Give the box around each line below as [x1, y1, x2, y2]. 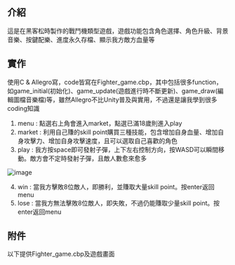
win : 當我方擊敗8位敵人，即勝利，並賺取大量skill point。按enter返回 [17, 182, 215, 191]
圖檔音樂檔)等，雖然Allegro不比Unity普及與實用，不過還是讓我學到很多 [13, 95, 217, 104]
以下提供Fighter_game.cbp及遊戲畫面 [7, 250, 115, 258]
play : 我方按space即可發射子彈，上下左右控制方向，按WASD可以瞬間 [17, 145, 219, 154]
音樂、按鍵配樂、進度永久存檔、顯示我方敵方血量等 [7, 35, 155, 43]
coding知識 [7, 104, 40, 112]
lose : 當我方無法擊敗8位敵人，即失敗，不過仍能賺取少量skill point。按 [17, 198, 220, 207]
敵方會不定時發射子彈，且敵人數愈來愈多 [29, 154, 147, 163]
